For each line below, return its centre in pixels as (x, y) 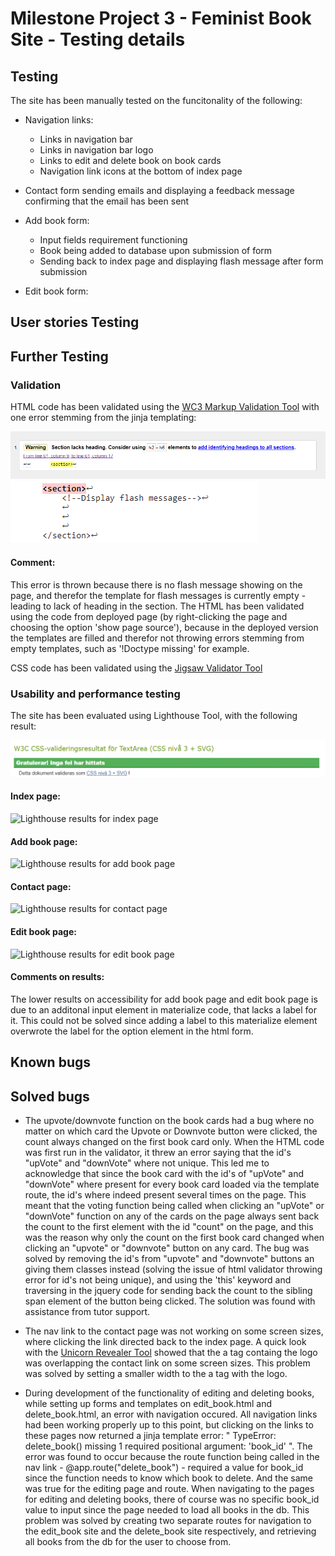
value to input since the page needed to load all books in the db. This (167, 1509)
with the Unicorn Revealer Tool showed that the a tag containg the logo (171, 1352)
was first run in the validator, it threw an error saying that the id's (158, 1152)
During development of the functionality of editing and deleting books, (169, 1393)
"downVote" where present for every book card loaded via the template (172, 1184)
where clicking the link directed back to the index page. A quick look (165, 1341)
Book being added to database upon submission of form (156, 250)
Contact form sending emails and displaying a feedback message (159, 190)
